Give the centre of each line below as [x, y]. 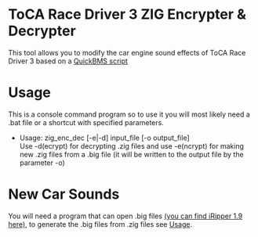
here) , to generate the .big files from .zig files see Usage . [100, 224]
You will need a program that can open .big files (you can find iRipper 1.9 [125, 216]
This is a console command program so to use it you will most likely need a [129, 114]
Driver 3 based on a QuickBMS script [68, 61]
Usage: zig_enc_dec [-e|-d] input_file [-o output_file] [104, 138]
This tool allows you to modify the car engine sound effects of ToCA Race [127, 52]
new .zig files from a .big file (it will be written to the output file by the [132, 154]
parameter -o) [42, 163]
